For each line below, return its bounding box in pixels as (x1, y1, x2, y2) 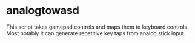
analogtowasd (6, 4, 80, 17)
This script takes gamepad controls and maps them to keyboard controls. (6, 23, 189, 30)
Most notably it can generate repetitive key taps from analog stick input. (6, 29, 186, 36)
